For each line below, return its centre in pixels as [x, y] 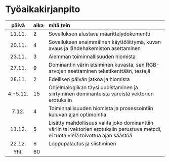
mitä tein [59, 25]
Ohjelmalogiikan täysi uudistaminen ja [93, 87]
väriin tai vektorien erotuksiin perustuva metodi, [105, 129]
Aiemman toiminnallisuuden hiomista [92, 57]
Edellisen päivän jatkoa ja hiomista [89, 79]
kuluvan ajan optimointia [77, 115]
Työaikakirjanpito [43, 9]
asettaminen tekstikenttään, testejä [109, 71]
